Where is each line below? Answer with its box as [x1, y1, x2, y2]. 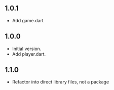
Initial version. [12, 46, 42, 52]
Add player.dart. [12, 51, 46, 57]
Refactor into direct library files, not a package [12, 79, 109, 85]
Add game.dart [12, 17, 44, 23]
